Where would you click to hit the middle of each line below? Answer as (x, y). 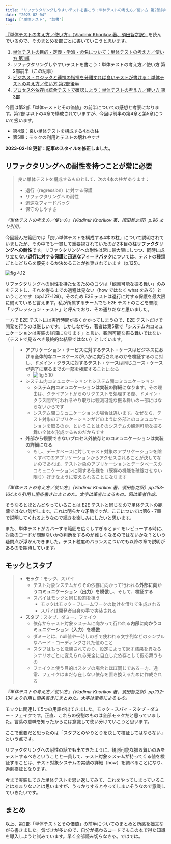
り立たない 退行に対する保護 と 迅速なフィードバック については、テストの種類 (85, 256)
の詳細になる (39, 445)
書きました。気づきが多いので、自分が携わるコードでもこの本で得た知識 (90, 830)
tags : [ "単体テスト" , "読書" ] (35, 19)
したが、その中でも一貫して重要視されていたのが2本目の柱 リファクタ (87, 244)
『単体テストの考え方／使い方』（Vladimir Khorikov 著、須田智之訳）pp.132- (85, 692)
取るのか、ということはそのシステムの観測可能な (102, 426)
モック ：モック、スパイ (50, 579)
